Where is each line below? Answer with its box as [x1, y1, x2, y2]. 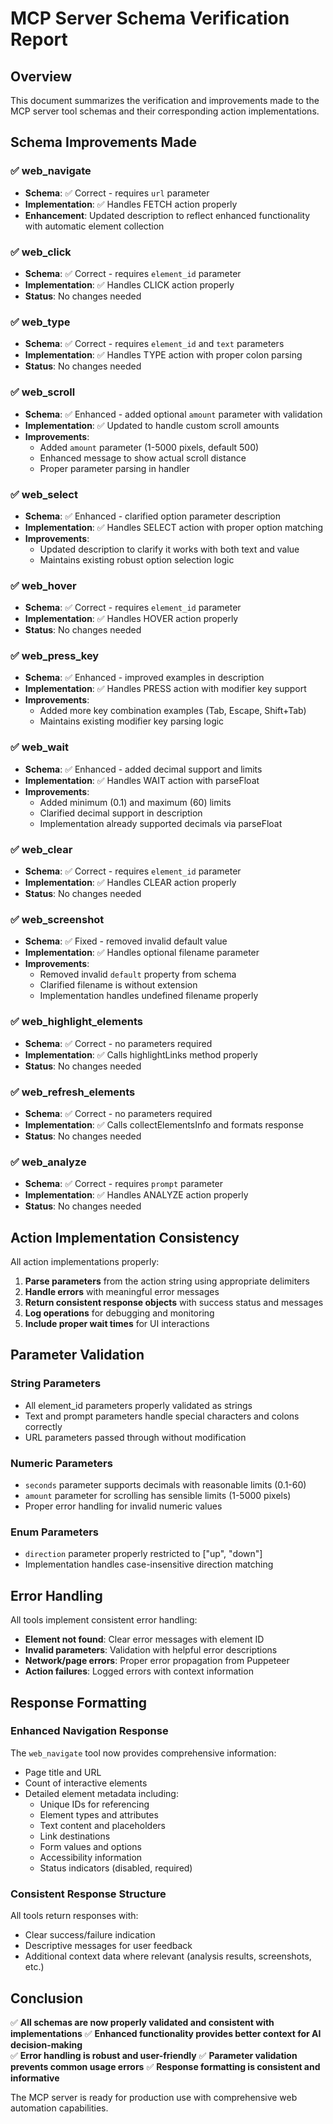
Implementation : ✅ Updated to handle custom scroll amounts [24, 419, 280, 431]
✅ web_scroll [10, 385, 76, 399]
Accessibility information [39, 1851, 143, 1863]
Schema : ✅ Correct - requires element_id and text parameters [24, 338, 285, 350]
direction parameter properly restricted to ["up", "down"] [24, 1548, 263, 1560]
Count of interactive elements [24, 1777, 148, 1789]
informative [10, 2072, 60, 2084]
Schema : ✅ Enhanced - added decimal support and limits [24, 763, 263, 775]
